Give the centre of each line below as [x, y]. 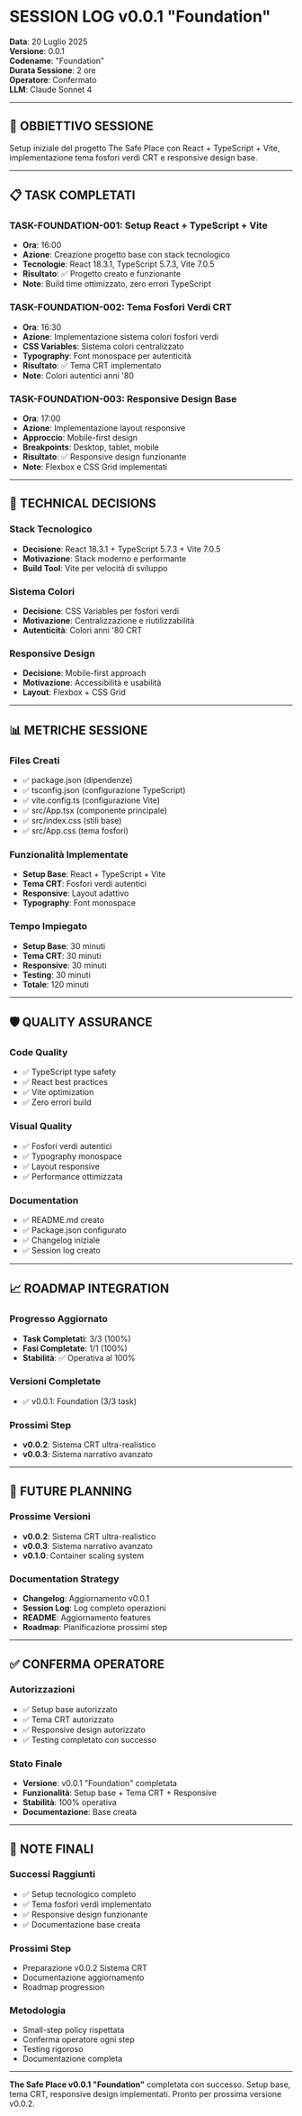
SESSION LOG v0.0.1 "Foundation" [140, 17]
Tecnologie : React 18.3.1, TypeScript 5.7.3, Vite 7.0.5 [118, 264]
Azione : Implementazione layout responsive [104, 428]
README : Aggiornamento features [86, 1618]
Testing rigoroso [53, 2049]
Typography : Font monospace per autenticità [107, 356]
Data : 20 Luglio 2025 [49, 41]
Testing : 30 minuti [57, 974]
